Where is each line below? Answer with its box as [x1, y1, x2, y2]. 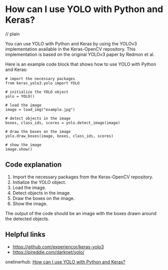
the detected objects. [5, 216, 49, 222]
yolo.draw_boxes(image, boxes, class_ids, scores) [5, 133, 114, 139]
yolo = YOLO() [5, 94, 35, 99]
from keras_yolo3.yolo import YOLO [5, 81, 80, 86]
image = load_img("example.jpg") [5, 107, 75, 112]
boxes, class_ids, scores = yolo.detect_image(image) [5, 120, 121, 125]
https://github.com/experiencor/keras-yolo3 [12, 243, 104, 250]
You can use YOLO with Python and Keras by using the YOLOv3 [5, 40, 137, 46]
